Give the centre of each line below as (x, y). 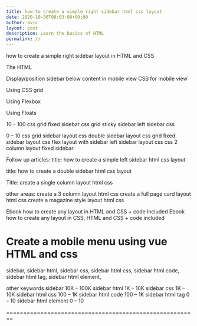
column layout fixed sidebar (40, 148)
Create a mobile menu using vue (87, 242)
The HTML (19, 67)
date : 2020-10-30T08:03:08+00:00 (47, 17)
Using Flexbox (24, 101)
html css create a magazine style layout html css (65, 200)
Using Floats (21, 113)
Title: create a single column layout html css (60, 182)
